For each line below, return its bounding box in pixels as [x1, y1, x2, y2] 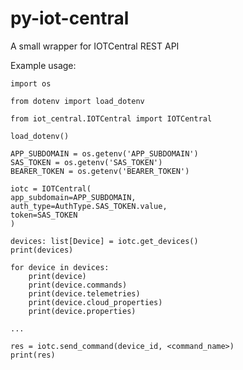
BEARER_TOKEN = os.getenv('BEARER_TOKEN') [10, 166, 190, 176]
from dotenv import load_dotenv [10, 96, 145, 106]
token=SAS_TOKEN [10, 210, 78, 220]
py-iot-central [10, 7, 130, 30]
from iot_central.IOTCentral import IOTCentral [10, 113, 213, 124]
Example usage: [10, 59, 77, 71]
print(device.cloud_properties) [28, 297, 163, 307]
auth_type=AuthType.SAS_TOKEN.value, [10, 201, 168, 211]
